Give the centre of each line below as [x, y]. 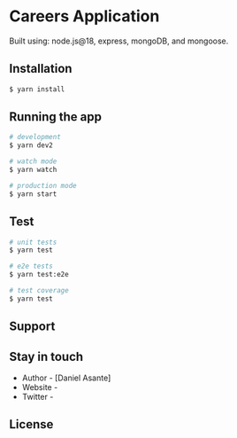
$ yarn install [37, 89]
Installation [41, 69]
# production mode [43, 185]
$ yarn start [33, 194]
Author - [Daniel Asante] [66, 378]
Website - [40, 387]
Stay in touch [46, 356]
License [31, 424]
